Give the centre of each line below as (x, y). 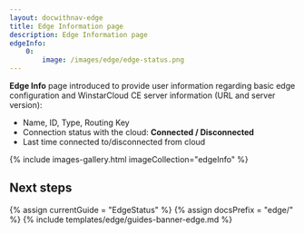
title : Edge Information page (67, 26)
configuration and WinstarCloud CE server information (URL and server (142, 95)
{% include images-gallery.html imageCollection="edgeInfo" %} (129, 159)
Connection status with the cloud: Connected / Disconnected (138, 132)
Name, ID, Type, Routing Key (76, 122)
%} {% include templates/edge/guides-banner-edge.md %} (121, 219)
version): (26, 105)
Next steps (41, 188)
